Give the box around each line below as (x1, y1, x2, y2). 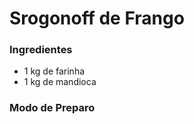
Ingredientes (9, 43, 73, 57)
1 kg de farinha (23, 65, 86, 77)
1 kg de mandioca (23, 76, 97, 88)
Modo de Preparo (9, 101, 96, 115)
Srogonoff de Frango (9, 7, 185, 30)
